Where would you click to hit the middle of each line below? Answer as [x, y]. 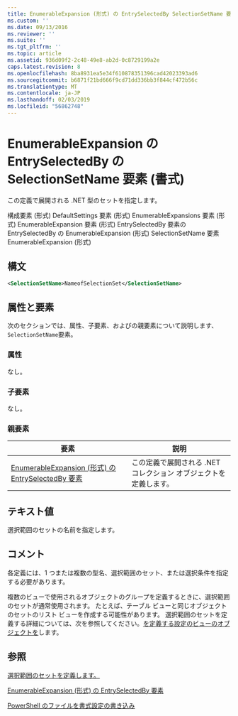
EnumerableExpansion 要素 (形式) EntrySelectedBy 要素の [102, 224]
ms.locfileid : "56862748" [45, 107]
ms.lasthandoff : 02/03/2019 [49, 100]
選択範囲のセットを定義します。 [54, 675]
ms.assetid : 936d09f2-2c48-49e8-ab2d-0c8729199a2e [84, 60]
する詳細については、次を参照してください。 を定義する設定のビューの [115, 623]
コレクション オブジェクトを [178, 473]
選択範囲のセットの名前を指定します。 [63, 530]
